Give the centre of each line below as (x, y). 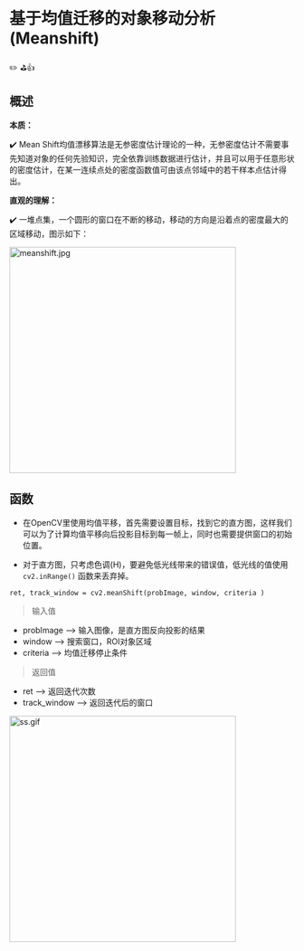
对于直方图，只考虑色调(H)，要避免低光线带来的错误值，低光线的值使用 (155, 564)
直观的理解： (33, 200)
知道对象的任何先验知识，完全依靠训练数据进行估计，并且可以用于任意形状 (156, 158)
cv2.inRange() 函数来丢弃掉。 (78, 575)
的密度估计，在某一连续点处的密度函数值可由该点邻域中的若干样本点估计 (144, 169)
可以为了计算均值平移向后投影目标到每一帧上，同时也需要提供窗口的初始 (157, 534)
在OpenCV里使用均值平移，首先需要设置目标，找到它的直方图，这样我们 (157, 522)
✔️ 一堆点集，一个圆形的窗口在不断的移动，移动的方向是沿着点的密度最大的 (149, 219)
